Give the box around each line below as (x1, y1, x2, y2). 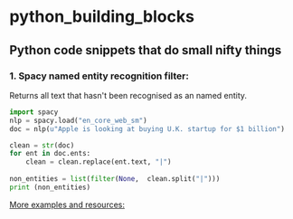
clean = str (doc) (9, 140, 75, 150)
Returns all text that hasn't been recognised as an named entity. (9, 90, 247, 100)
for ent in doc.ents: (9, 149, 91, 158)
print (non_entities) (9, 183, 91, 192)
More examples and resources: (9, 199, 125, 210)
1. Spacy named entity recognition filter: (9, 70, 190, 82)
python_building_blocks (9, 6, 194, 27)
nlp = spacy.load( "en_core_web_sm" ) (9, 116, 147, 125)
